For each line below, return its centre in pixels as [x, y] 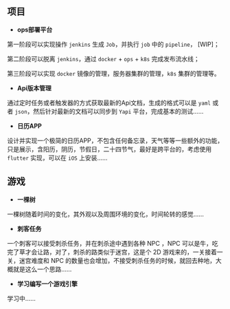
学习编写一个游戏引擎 [47, 284]
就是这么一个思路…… [42, 269]
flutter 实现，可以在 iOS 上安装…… [57, 158]
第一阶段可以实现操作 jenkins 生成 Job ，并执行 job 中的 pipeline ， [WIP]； [113, 44]
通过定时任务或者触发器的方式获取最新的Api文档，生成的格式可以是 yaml [109, 103]
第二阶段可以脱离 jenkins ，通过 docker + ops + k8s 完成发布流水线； [104, 58]
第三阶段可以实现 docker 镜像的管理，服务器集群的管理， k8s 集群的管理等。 [114, 73]
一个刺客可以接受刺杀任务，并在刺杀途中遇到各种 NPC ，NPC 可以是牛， [110, 243]
